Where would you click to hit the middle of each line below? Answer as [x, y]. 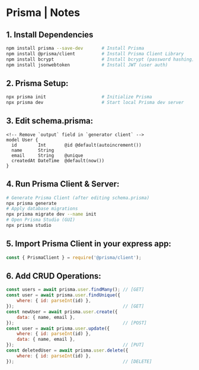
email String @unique [47, 155]
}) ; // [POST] [76, 323]
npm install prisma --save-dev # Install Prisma [75, 48]
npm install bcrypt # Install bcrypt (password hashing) [100, 59]
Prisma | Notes [43, 13]
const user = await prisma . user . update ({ [58, 328]
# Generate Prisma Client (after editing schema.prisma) [78, 198]
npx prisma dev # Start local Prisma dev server [95, 103]
